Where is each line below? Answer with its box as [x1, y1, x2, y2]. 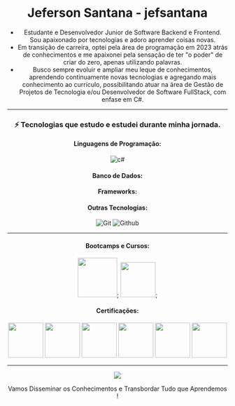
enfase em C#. [101, 95, 145, 103]
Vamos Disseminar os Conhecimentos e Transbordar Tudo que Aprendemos [8, 384, 227, 393]
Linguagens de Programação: [73, 140, 162, 148]
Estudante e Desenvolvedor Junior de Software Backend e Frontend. [24, 28, 222, 36]
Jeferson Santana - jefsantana [27, 5, 208, 21]
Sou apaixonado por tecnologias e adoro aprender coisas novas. [29, 35, 216, 43]
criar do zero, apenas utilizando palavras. [63, 57, 183, 66]
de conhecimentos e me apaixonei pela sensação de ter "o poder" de [22, 50, 223, 59]
